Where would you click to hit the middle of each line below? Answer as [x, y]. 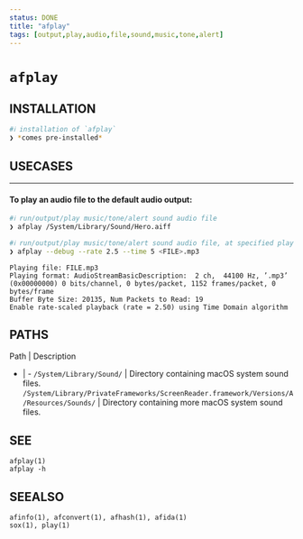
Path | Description [43, 356]
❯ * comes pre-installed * [56, 138]
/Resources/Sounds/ [59, 403]
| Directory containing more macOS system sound [190, 403]
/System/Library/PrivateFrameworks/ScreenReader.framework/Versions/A [158, 394]
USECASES [41, 166]
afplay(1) [28, 461]
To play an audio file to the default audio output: [101, 199]
